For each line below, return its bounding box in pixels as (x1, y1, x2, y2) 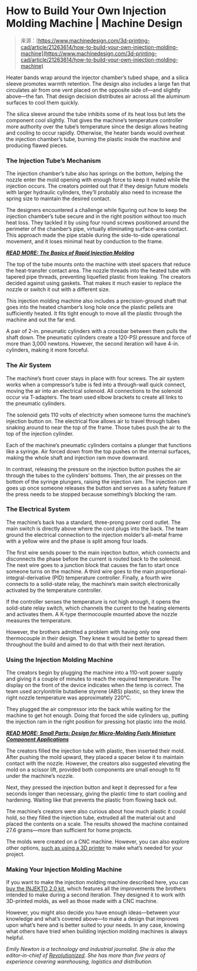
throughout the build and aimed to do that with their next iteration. (6, 641, 166, 648)
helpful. (6, 934, 25, 941)
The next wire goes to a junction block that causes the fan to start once (6, 561, 179, 568)
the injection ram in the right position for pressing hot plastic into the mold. (6, 718, 187, 725)
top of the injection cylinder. (6, 430, 74, 437)
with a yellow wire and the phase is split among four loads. (6, 537, 148, 545)
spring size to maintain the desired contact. (6, 195, 111, 202)
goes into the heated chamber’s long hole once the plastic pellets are (6, 304, 173, 311)
